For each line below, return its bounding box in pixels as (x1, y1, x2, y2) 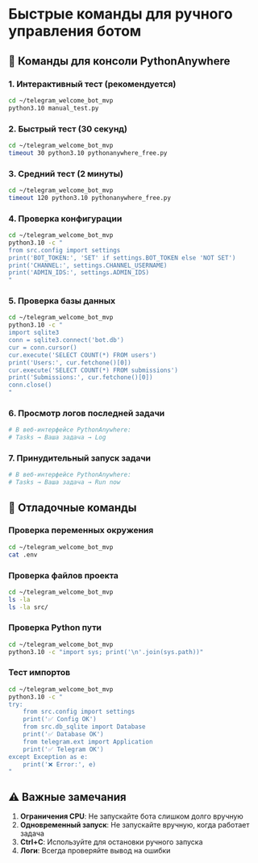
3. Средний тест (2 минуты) (8, 168, 123, 179)
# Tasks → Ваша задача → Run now (8, 478, 121, 486)
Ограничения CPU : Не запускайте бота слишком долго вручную (19, 811, 243, 821)
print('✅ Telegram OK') (23, 745, 105, 753)
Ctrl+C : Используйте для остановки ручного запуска (19, 837, 203, 847)
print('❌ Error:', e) (23, 760, 97, 769)
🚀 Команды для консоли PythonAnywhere (8, 54, 231, 68)
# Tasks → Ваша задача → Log (8, 433, 106, 442)
